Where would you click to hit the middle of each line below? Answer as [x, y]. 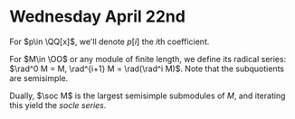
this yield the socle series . [58, 105]
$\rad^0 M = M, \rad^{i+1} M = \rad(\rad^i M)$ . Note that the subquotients [147, 69]
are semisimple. [39, 78]
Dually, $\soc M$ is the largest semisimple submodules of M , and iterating [147, 96]
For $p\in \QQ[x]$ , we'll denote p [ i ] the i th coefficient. [109, 41]
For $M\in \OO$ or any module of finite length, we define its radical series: [148, 59]
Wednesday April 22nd [97, 17]
